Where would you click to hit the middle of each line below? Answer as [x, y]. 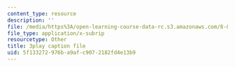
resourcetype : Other [37, 40]
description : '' [31, 20]
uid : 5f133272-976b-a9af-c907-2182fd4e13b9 [72, 53]
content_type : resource [42, 14]
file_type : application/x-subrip [56, 33]
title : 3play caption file [47, 46]
